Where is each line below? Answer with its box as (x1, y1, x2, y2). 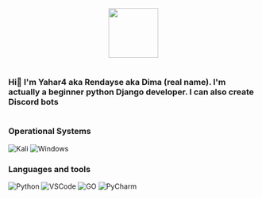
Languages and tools (8, 163, 91, 174)
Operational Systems (8, 126, 91, 137)
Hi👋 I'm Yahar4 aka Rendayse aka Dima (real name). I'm (8, 77, 226, 88)
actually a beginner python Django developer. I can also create (8, 86, 254, 98)
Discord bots (8, 97, 59, 108)
